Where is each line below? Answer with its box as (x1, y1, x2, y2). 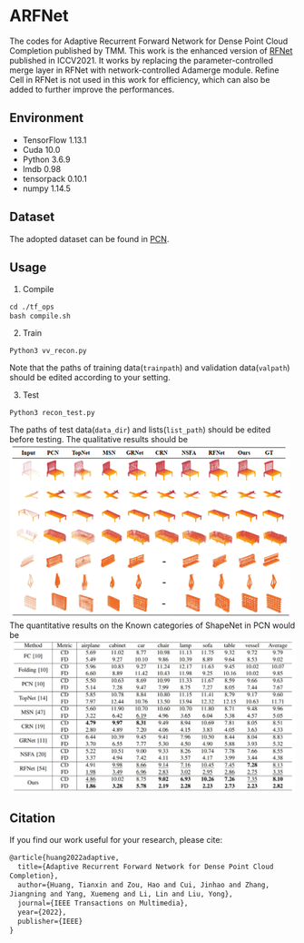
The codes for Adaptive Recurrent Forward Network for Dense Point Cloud (9, 35, 289, 46)
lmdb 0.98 (22, 163, 62, 174)
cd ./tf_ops (9, 302, 54, 312)
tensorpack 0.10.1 (22, 173, 88, 184)
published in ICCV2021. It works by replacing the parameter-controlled (9, 55, 274, 66)
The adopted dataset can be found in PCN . (9, 233, 170, 244)
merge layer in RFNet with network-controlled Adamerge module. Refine (9, 65, 279, 76)
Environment (9, 110, 84, 126)
